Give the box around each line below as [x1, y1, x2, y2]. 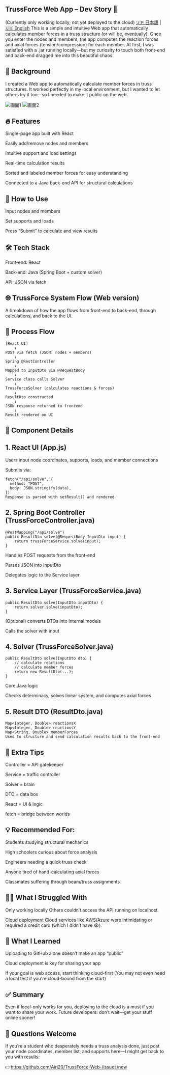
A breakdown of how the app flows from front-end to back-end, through [5, 307, 156, 313]
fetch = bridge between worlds [5, 811, 70, 817]
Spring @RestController [5, 359, 56, 364]
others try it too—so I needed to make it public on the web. [5, 91, 128, 97]
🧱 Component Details [5, 426, 74, 435]
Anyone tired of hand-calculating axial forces [5, 869, 100, 875]
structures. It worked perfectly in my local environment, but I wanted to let [5, 86, 160, 92]
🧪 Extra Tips [5, 748, 44, 757]
